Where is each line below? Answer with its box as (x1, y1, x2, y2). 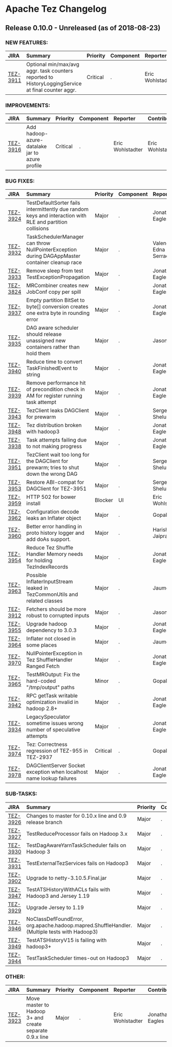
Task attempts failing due (26, 436, 87, 444)
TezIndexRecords (26, 563, 68, 571)
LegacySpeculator (26, 713, 71, 720)
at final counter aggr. (26, 86, 77, 93)
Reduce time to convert (26, 358, 83, 366)
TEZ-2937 (26, 754, 53, 761)
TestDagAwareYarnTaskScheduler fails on (26, 841, 126, 849)
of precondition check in (26, 386, 85, 393)
